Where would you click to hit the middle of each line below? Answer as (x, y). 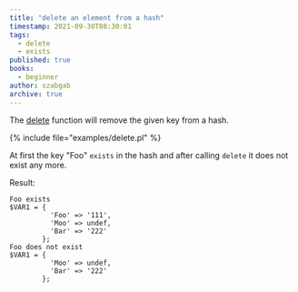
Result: (22, 182)
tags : (20, 35)
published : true (40, 60)
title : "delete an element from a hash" (87, 18)
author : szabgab (40, 86)
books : (22, 69)
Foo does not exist (46, 247)
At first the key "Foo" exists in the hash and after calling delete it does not (149, 155)
